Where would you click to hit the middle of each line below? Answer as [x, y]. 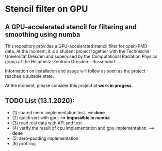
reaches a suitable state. [30, 76]
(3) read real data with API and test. [48, 123]
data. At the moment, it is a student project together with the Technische [77, 51]
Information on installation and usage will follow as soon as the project [75, 71]
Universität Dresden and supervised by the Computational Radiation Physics [81, 56]
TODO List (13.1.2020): [40, 101]
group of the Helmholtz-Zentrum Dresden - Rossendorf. [61, 61]
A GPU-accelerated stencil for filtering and [71, 27]
